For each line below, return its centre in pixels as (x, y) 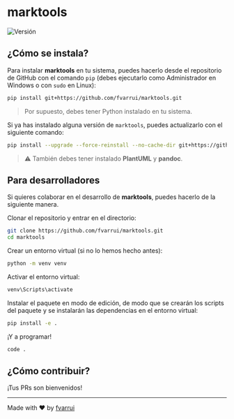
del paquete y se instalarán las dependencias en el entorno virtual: (103, 310)
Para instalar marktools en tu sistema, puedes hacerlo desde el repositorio (115, 70)
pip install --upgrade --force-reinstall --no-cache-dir (92, 145)
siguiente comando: (36, 132)
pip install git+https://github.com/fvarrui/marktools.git (95, 98)
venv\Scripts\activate (40, 289)
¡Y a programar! (30, 337)
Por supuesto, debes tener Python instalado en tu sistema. (108, 111)
